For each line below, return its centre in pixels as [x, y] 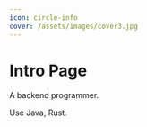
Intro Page [48, 71]
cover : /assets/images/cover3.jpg [74, 26]
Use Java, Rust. [38, 113]
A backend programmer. [54, 95]
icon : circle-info [43, 18]
